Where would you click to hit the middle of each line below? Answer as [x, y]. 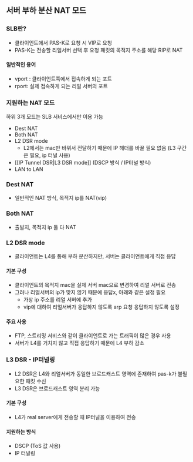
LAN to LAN [29, 169]
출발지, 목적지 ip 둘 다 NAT [45, 227]
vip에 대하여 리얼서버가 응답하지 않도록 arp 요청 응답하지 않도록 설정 [101, 307]
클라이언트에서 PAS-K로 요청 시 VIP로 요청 [63, 42]
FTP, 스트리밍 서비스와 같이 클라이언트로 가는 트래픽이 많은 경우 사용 [93, 336]
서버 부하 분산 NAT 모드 [46, 11]
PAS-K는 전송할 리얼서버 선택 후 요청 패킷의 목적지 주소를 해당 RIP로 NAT [99, 50]
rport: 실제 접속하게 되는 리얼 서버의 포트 [61, 86]
